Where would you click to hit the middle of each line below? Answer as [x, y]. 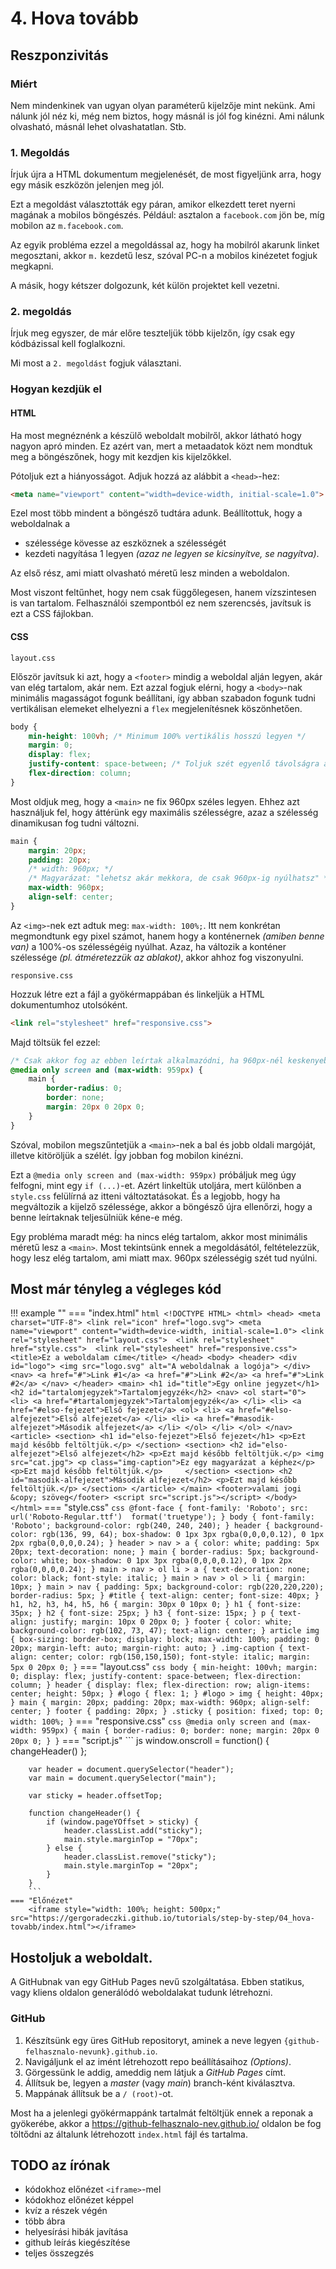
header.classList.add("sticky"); [133, 1831]
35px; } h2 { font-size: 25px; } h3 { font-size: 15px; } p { [142, 1613]
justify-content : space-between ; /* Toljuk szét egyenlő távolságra [174, 764]
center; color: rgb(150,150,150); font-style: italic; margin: [176, 1657]
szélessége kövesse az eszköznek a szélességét [125, 543]
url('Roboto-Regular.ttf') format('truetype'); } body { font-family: [162, 1517]
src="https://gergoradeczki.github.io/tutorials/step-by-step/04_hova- [162, 1918]
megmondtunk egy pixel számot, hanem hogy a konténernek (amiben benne [167, 936]
